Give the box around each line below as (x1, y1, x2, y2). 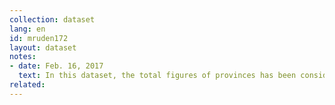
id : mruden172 (9, 33, 69, 43)
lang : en (9, 24, 46, 34)
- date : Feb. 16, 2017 (9, 61, 104, 71)
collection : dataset (9, 14, 96, 25)
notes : (9, 52, 37, 62)
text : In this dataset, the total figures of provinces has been (18, 71, 297, 81)
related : (9, 80, 46, 90)
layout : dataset (9, 42, 77, 53)
